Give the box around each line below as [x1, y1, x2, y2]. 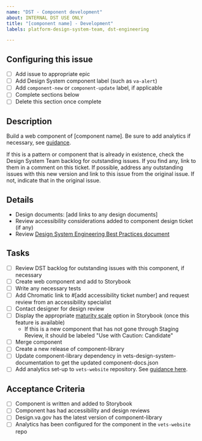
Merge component [15, 338, 62, 346]
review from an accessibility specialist [15, 298, 111, 306]
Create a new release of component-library [15, 345, 124, 353]
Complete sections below [15, 91, 80, 99]
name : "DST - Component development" [6, 9, 103, 15]
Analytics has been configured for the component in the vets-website [15, 421, 191, 428]
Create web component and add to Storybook [15, 277, 132, 285]
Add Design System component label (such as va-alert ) [15, 77, 158, 85]
